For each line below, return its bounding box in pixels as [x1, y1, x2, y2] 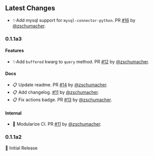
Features [5, 47, 24, 54]
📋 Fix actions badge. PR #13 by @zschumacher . [12, 97, 112, 103]
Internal [5, 110, 22, 116]
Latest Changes [5, 4, 55, 12]
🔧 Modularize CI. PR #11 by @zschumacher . [12, 121, 102, 127]
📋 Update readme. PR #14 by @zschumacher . [12, 82, 108, 88]
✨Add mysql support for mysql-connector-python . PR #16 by [12, 17, 136, 23]
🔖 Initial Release [5, 145, 38, 151]
